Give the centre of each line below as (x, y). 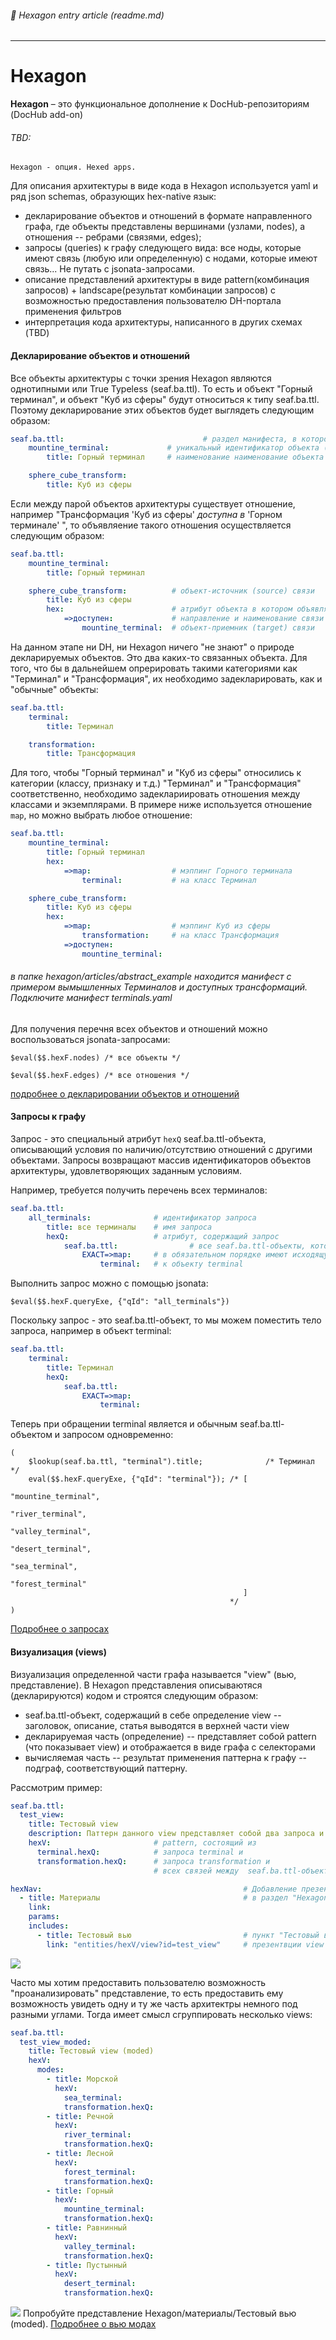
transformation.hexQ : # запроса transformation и (153, 1861)
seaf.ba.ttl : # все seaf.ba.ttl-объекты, (185, 1246)
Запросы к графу (48, 1117)
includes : (49, 1926)
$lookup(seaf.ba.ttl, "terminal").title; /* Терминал (171, 1462)
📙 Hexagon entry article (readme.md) (87, 15)
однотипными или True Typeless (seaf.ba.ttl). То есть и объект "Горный (161, 388)
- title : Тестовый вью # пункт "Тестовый (178, 1935)
